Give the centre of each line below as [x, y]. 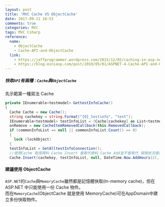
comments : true [21, 23]
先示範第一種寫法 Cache [29, 94]
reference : [16, 37]
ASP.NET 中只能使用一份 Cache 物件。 [44, 187]
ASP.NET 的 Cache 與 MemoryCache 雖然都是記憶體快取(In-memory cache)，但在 [80, 181]
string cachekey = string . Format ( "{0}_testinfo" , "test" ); [71, 116]
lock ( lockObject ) [33, 139]
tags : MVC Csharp [23, 32]
